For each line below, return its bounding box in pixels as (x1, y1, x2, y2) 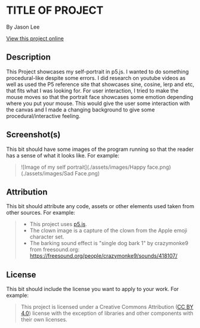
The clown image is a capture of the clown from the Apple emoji (29, 227, 187, 234)
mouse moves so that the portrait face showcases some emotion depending (6, 93, 193, 100)
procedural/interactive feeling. (6, 112, 81, 119)
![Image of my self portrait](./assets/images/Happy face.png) (20, 163, 171, 171)
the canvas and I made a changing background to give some (6, 106, 155, 113)
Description (6, 52, 51, 63)
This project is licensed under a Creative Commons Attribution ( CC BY (20, 304, 194, 311)
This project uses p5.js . (29, 221, 88, 228)
